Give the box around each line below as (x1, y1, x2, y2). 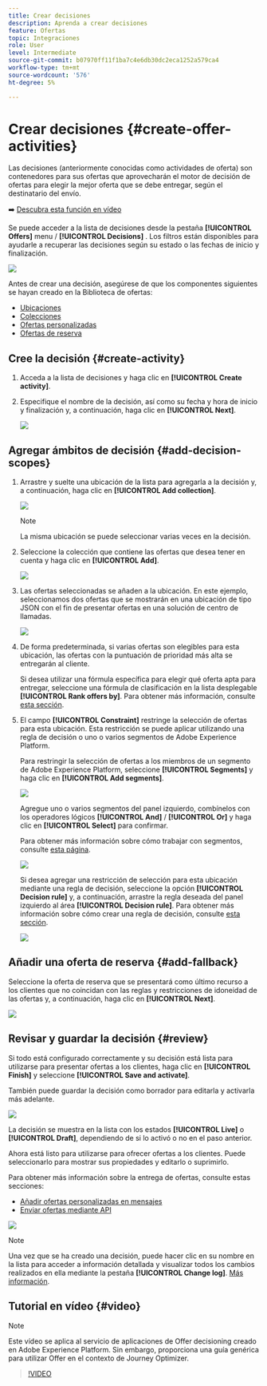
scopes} (8, 456, 51, 470)
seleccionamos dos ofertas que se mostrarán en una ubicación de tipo (19, 594, 252, 604)
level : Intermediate (8, 49, 77, 57)
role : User (8, 42, 45, 50)
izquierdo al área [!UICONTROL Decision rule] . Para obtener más (19, 900, 234, 911)
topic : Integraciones (8, 34, 80, 42)
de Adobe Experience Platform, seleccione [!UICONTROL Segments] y (19, 764, 253, 775)
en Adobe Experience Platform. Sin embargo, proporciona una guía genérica (8, 1344, 259, 1354)
